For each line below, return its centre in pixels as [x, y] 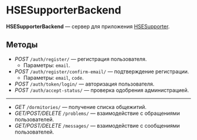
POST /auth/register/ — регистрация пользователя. [81, 59]
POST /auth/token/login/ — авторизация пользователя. [84, 84]
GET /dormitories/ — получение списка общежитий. [80, 107]
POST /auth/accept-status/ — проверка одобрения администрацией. [102, 90]
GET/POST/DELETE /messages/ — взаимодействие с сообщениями [97, 125]
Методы [22, 45]
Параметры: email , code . [53, 77]
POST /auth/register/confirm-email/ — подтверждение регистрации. [102, 71]
